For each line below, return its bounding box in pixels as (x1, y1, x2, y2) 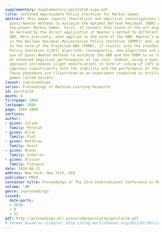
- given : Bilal (5, 130, 36, 135)
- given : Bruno (5, 148, 36, 153)
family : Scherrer (9, 152, 45, 157)
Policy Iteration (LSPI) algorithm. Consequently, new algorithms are (9, 48, 156, 53)
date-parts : (9, 198, 34, 203)
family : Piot (9, 134, 36, 139)
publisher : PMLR (5, 175, 38, 180)
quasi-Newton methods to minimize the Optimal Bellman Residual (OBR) (9, 21, 156, 26)
